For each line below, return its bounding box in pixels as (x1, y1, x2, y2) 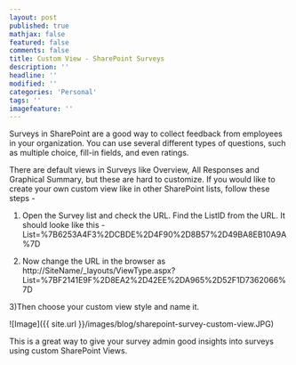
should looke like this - (21, 220, 105, 231)
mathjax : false (9, 29, 66, 38)
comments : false (9, 46, 69, 55)
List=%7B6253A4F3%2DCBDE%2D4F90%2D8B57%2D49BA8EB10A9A (21, 229, 287, 240)
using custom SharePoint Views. (9, 345, 128, 356)
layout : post (9, 12, 58, 22)
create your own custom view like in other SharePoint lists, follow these (9, 183, 270, 194)
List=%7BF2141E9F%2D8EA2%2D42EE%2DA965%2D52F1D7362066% (21, 275, 286, 286)
